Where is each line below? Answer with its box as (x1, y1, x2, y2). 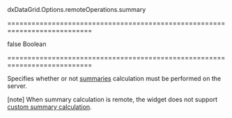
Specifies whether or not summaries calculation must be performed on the (7, 75, 222, 82)
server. (7, 82, 28, 90)
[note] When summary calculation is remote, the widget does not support (7, 96, 218, 103)
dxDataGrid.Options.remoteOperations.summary (7, 6, 146, 13)
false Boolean (7, 40, 47, 48)
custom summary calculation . (7, 103, 92, 111)
